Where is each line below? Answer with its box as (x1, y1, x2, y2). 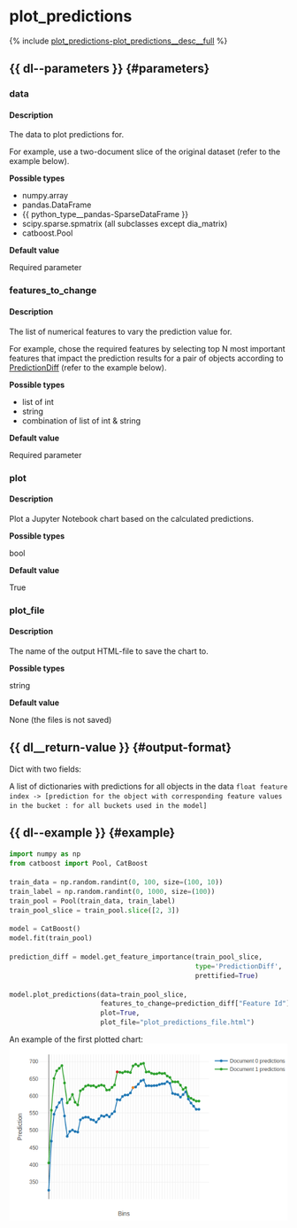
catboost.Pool (21, 228, 73, 238)
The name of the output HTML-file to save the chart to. (9, 645, 209, 657)
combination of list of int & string (21, 415, 141, 426)
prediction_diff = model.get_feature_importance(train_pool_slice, (9, 952, 263, 962)
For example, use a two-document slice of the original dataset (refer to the (9, 146, 281, 157)
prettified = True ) (194, 971, 259, 980)
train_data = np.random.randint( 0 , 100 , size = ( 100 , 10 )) (9, 878, 224, 887)
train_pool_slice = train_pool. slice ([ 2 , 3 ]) (9, 905, 179, 914)
